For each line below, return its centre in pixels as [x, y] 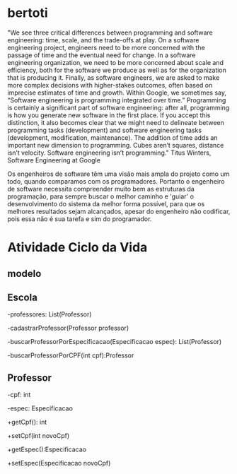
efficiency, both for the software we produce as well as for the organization [117, 70]
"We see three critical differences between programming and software [110, 32]
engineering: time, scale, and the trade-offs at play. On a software [103, 40]
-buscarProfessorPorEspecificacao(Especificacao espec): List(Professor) [115, 342]
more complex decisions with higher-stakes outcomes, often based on [110, 85]
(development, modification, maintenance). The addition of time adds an [112, 137]
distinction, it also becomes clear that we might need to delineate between [116, 122]
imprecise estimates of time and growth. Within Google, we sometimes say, [117, 93]
